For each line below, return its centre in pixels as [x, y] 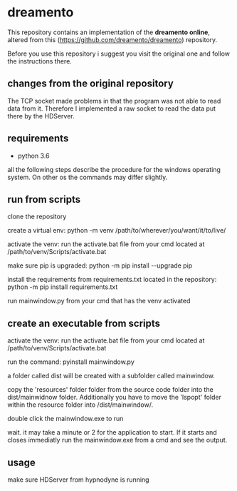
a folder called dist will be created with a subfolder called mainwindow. [111, 376]
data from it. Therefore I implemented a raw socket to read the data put [111, 108]
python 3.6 [33, 156]
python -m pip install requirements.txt [63, 287]
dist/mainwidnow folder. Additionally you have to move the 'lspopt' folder [115, 398]
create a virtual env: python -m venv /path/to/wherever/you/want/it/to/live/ [117, 231]
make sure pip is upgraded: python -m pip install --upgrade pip [100, 265]
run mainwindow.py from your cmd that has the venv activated [99, 301]
